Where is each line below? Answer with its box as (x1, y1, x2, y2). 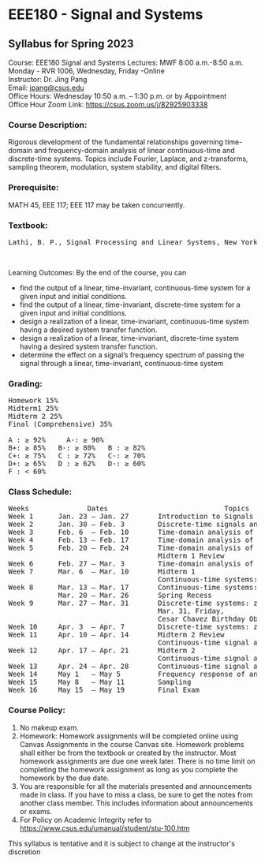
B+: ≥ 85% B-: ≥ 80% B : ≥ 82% (8, 443, 146, 453)
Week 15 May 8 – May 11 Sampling (8, 678, 192, 687)
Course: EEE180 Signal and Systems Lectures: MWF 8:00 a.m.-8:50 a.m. (8, 58, 244, 67)
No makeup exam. (19, 723, 79, 732)
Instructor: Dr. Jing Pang (8, 75, 88, 84)
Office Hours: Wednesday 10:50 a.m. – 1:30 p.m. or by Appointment (8, 92, 227, 100)
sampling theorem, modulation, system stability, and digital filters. (8, 163, 222, 172)
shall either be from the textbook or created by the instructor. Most (19, 748, 237, 757)
